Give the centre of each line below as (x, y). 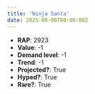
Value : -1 (30, 47)
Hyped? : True (37, 77)
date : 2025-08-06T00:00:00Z (48, 20)
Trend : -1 (30, 62)
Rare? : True (34, 84)
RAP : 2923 (33, 40)
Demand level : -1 (42, 55)
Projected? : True (42, 70)
